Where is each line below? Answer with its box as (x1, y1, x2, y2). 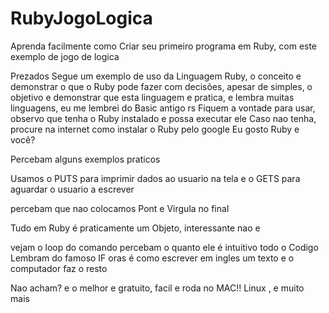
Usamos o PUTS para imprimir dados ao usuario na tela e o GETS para (10, 172, 301, 184)
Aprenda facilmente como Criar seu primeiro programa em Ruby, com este (10, 40, 318, 52)
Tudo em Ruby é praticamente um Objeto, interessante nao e (10, 222, 261, 234)
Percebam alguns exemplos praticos (10, 153, 161, 165)
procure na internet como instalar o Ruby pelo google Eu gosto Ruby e (10, 123, 300, 135)
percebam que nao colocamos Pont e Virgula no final (10, 202, 230, 214)
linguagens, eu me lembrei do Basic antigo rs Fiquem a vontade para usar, (10, 102, 316, 114)
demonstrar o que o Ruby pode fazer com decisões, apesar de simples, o (10, 80, 313, 92)
